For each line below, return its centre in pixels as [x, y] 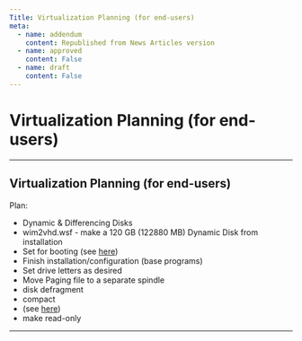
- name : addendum [50, 34]
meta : [19, 26]
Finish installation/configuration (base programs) [113, 260]
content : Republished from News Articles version [120, 43]
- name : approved [50, 51]
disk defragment [53, 289]
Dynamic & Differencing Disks [77, 223]
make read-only [52, 318]
